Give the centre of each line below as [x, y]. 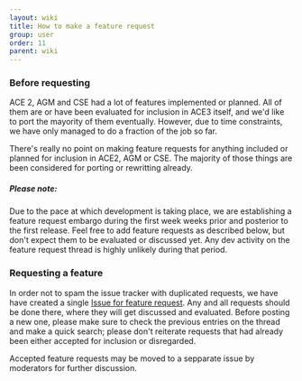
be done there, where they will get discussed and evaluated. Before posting [150, 311]
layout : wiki [34, 18]
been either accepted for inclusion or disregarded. [103, 340]
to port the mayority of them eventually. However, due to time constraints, [146, 122]
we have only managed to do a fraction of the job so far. [114, 131]
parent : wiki [34, 51]
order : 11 [28, 43]
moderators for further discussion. [73, 367]
